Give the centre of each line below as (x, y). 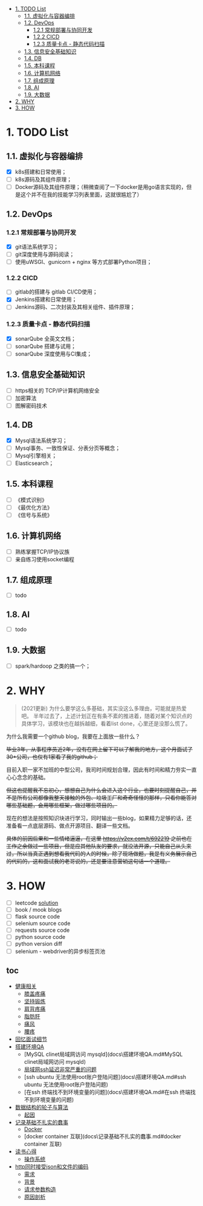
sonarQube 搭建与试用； (46, 346)
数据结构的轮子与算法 (41, 1107)
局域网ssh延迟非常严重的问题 (60, 1069)
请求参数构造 (40, 1189)
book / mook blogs (38, 909)
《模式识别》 (31, 499)
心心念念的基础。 (27, 777)
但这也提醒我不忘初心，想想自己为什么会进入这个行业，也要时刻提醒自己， (99, 790)
